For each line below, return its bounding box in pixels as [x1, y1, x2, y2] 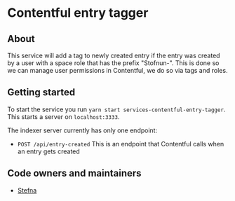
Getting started [7, 86, 76, 99]
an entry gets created [17, 147, 81, 155]
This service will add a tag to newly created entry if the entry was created [7, 51, 220, 60]
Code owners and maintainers [7, 167, 142, 179]
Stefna [17, 186, 37, 194]
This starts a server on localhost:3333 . [7, 112, 120, 120]
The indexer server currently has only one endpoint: [7, 126, 158, 134]
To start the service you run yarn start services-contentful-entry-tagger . [7, 105, 226, 113]
